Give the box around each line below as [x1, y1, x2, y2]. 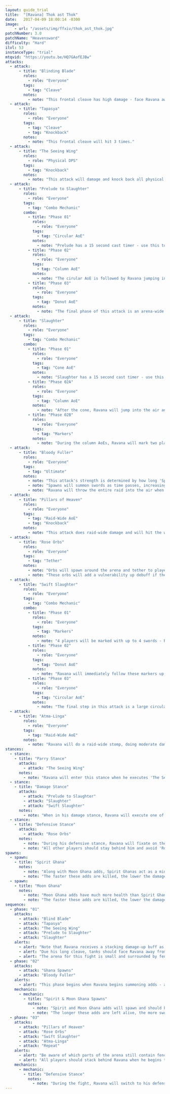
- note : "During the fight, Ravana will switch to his [32, 1081, 151, 1086]
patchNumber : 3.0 [5, 31, 42, 36]
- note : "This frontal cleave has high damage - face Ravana [27, 97, 159, 102]
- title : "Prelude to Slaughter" [18, 186, 90, 191]
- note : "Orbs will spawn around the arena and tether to [27, 568, 153, 573]
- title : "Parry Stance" [14, 756, 67, 761]
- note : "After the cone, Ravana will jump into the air [37, 408, 159, 413]
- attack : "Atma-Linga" [18, 1039, 69, 1044]
